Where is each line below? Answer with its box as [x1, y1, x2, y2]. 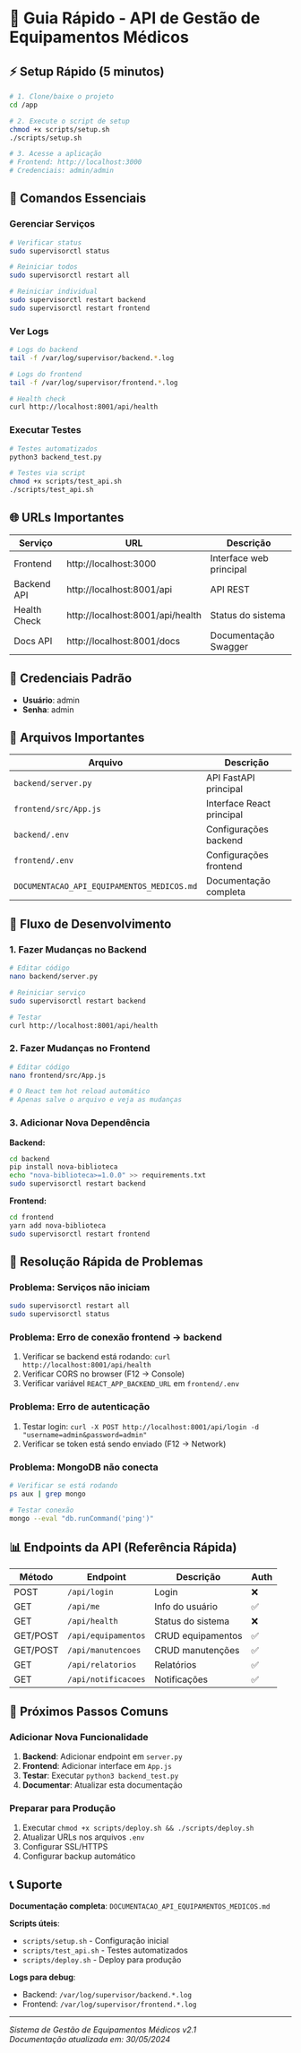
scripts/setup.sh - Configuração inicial [21, 1936, 169, 1946]
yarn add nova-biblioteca [9, 1221, 106, 1230]
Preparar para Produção [9, 1801, 116, 1814]
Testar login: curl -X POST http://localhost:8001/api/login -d [21, 1420, 260, 1432]
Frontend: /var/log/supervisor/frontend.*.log [21, 1998, 197, 2010]
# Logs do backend [9, 345, 78, 355]
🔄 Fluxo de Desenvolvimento [9, 916, 172, 931]
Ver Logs [9, 324, 49, 337]
